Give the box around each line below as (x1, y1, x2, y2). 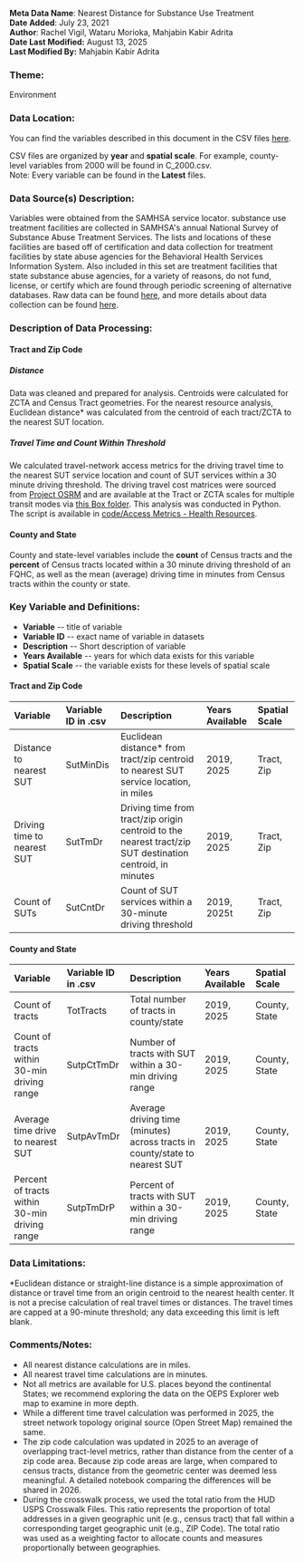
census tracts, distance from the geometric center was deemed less (22, 1465, 278, 1476)
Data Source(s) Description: (9, 192, 135, 205)
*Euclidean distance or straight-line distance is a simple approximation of (9, 1278, 283, 1288)
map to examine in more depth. (22, 1397, 139, 1408)
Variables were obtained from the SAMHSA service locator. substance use (9, 212, 287, 223)
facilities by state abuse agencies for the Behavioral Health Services (9, 251, 264, 262)
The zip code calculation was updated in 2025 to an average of (22, 1436, 259, 1447)
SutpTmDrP (66, 1201, 116, 1214)
